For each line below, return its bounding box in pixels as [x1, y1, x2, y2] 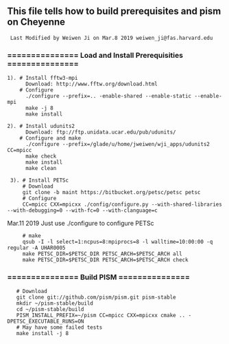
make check [25, 153, 57, 160]
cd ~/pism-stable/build [16, 306, 84, 313]
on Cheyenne [7, 17, 66, 28]
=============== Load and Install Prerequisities [7, 50, 184, 60]
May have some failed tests [22, 324, 103, 331]
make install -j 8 [16, 330, 69, 337]
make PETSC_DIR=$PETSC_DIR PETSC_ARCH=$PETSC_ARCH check [22, 257, 189, 264]
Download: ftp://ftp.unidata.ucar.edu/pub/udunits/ [25, 129, 176, 136]
